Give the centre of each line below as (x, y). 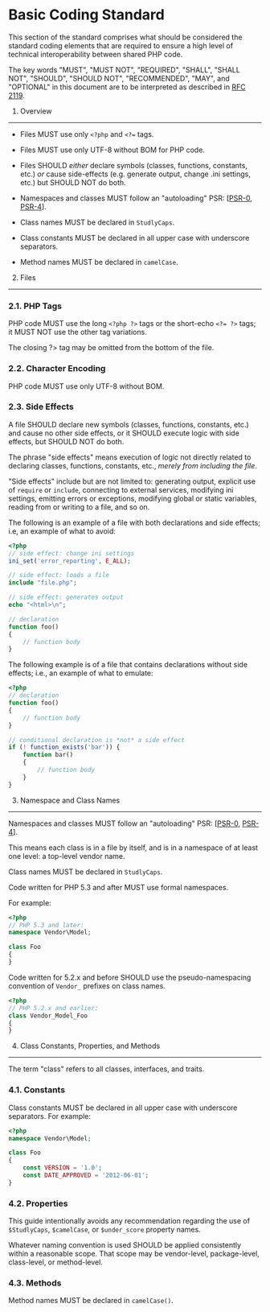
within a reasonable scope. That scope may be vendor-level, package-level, (134, 1254)
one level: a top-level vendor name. (67, 856)
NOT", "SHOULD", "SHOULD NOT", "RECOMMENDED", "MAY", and (119, 78)
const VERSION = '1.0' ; (63, 1168)
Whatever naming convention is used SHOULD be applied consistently (125, 1245)
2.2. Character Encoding (57, 369)
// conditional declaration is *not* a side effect (96, 740)
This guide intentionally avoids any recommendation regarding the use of (129, 1221)
